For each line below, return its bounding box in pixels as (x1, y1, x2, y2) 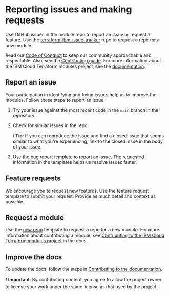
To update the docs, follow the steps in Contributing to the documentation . (5, 266, 163, 272)
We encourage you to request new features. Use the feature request (5, 187, 150, 194)
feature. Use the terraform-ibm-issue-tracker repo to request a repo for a (5, 37, 160, 43)
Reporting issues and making (5, 4, 132, 15)
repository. (12, 112, 36, 118)
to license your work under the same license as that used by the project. (5, 284, 158, 290)
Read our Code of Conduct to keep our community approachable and (5, 52, 152, 58)
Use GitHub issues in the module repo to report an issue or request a (5, 31, 151, 37)
